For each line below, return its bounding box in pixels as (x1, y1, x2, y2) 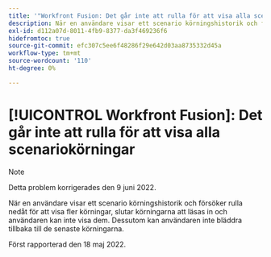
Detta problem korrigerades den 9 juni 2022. (8, 182, 156, 192)
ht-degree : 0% (8, 64, 56, 73)
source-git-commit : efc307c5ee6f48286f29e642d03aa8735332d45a (8, 42, 222, 50)
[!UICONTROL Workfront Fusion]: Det (8, 106, 263, 124)
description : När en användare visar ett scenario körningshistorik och (8, 19, 258, 27)
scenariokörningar (8, 140, 135, 158)
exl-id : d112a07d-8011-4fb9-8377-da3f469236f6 (8, 27, 168, 35)
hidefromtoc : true (8, 34, 70, 43)
